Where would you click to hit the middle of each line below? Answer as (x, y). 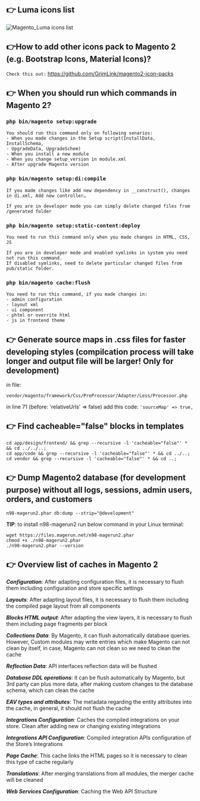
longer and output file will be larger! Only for (90, 361)
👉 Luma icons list (40, 10)
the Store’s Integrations (35, 744)
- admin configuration (34, 300)
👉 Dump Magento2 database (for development (96, 478)
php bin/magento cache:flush (49, 283)
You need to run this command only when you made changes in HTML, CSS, (98, 237)
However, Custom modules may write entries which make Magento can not (98, 642)
